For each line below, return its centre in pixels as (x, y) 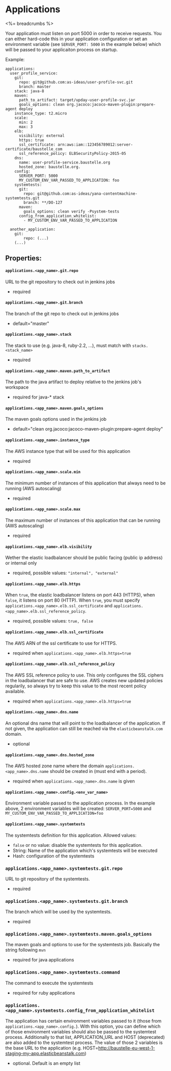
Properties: (23, 258)
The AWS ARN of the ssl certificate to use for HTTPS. (61, 643)
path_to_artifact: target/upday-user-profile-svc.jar (77, 100)
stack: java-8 (29, 91)
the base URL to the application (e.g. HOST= (52, 1048)
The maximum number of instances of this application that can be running (83, 520)
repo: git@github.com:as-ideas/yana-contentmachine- (81, 194)
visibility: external (42, 136)
